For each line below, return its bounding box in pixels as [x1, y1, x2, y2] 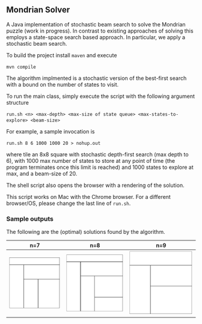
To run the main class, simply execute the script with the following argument [6, 93, 195, 100]
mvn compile [6, 64, 36, 70]
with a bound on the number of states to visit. [6, 81, 119, 88]
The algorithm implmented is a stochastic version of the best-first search [6, 75, 187, 82]
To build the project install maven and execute [6, 51, 117, 59]
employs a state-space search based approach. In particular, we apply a [6, 33, 185, 41]
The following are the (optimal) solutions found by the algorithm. [6, 228, 165, 236]
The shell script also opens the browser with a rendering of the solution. [6, 182, 185, 189]
